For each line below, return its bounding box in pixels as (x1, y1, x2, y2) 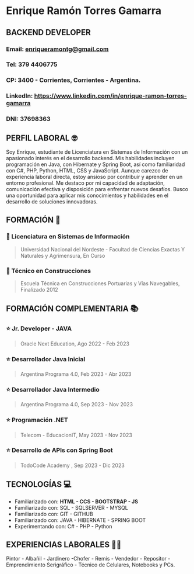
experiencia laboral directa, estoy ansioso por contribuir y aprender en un (6, 174, 183, 180)
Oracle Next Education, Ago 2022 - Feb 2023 (20, 340, 130, 347)
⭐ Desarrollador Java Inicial (6, 355, 86, 363)
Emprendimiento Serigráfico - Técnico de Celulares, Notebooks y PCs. (6, 561, 175, 568)
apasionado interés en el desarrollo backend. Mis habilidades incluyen (6, 155, 175, 161)
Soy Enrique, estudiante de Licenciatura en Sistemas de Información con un (6, 148, 188, 155)
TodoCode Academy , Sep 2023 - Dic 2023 (20, 462, 125, 469)
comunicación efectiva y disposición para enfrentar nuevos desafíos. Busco (6, 186, 188, 192)
